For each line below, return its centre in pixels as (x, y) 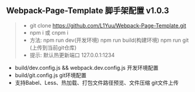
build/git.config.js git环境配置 (50, 75)
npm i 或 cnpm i (49, 32)
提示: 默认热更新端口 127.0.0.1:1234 (72, 55)
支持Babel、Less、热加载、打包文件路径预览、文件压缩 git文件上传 (97, 82)
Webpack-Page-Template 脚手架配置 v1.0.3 (88, 11)
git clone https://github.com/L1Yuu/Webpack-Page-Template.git (108, 25)
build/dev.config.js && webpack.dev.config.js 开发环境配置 (86, 68)
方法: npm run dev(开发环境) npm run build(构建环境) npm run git (109, 40)
